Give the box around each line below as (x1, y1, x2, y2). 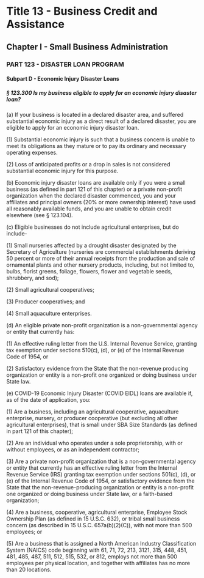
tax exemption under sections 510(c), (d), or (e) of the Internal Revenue (6, 347, 185, 354)
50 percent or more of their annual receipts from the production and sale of (6, 255, 195, 262)
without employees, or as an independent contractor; (6, 446, 140, 453)
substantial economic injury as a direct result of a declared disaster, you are (6, 117, 197, 125)
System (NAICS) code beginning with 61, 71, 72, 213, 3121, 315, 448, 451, (6, 546, 188, 554)
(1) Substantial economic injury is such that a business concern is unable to (6, 136, 195, 143)
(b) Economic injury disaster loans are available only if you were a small (6, 179, 186, 187)
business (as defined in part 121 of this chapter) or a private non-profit (6, 185, 183, 193)
